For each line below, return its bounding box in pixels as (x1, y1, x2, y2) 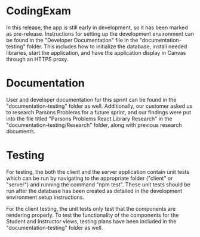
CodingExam (6, 4, 72, 18)
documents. (6, 127, 36, 135)
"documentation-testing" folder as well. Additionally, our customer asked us (6, 102, 193, 110)
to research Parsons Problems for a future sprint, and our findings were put (6, 108, 191, 116)
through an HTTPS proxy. (6, 55, 69, 63)
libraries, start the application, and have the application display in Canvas (6, 49, 186, 56)
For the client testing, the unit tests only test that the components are (6, 205, 176, 212)
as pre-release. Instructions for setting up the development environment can (6, 30, 194, 37)
